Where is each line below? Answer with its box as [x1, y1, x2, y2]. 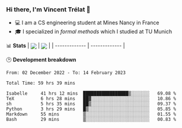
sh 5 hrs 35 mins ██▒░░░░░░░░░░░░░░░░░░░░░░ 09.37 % [6, 101, 177, 107]
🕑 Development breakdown [6, 56, 76, 63]
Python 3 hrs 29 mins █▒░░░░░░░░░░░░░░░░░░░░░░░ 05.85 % [6, 106, 177, 112]
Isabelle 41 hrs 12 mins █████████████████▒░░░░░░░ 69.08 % [6, 91, 177, 97]
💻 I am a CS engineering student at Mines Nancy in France [14, 19, 159, 26]
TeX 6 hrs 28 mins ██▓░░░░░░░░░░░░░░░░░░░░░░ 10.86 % [6, 96, 177, 102]
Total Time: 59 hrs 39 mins [6, 80, 76, 87]
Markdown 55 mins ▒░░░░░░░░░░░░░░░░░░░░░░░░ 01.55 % [6, 111, 177, 117]
